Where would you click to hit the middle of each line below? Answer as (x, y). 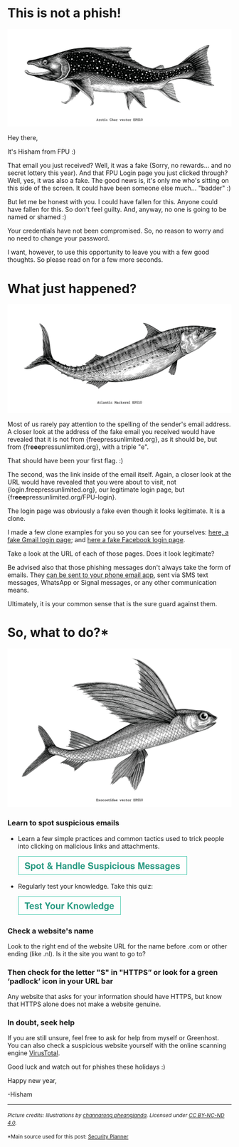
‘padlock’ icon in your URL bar (60, 981)
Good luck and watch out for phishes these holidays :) (86, 1067)
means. (18, 590)
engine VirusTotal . (34, 1053)
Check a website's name (51, 931)
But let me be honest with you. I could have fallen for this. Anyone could (113, 202)
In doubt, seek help (41, 1022)
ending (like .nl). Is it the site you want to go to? (76, 953)
